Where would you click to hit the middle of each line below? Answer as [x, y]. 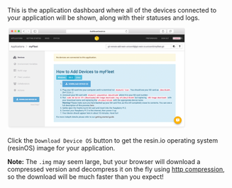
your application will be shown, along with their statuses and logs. [104, 18]
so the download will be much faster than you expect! [86, 177]
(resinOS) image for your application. [61, 148]
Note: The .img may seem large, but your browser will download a [104, 162]
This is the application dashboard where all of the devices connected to [112, 10]
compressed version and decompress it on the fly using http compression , [116, 170]
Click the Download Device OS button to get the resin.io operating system [113, 141]
